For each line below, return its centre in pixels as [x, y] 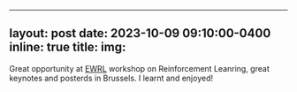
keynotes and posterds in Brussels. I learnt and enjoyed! [111, 78]
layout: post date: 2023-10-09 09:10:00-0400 [140, 33]
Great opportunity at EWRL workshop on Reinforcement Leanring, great [139, 68]
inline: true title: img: [68, 47]
